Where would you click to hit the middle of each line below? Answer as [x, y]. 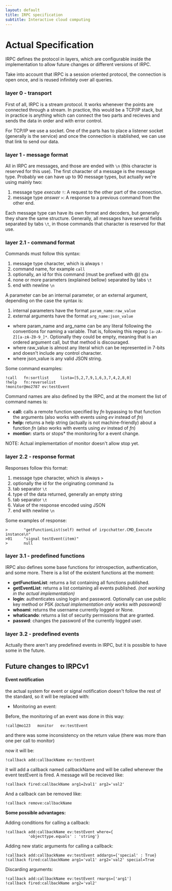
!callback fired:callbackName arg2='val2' [51, 883]
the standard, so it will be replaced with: [47, 696]
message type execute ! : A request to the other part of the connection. [88, 192]
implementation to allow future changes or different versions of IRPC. [78, 65]
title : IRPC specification [34, 15]
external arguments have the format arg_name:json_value [73, 316]
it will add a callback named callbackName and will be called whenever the [84, 769]
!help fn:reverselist [31, 383]
